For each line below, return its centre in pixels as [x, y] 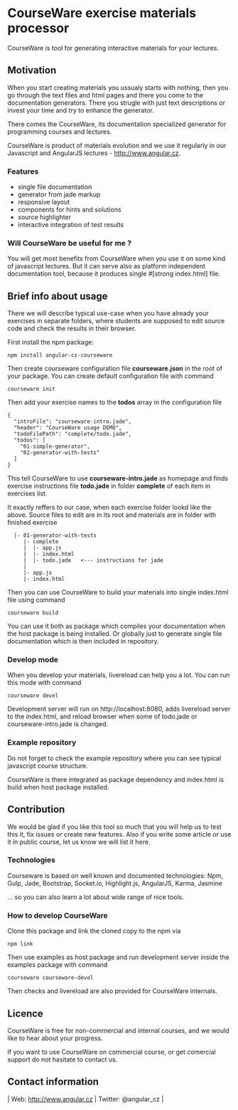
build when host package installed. [58, 787]
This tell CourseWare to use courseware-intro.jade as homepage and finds [118, 478]
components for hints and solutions [70, 210]
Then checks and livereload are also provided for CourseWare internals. [113, 991]
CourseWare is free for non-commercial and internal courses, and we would [118, 1030]
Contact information [53, 1082]
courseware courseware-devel [50, 978]
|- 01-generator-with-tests [55, 535]
